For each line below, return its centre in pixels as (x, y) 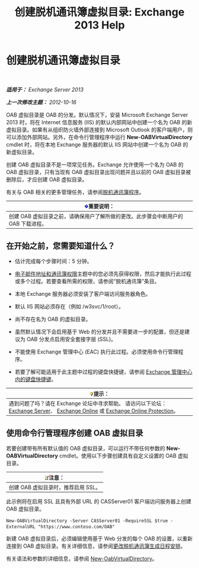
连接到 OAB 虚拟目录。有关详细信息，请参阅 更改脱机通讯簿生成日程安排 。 (96, 546)
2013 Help (99, 25)
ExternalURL (21, 527)
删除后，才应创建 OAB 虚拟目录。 (47, 179)
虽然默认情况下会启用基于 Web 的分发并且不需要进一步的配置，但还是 (99, 332)
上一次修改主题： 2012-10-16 (41, 102)
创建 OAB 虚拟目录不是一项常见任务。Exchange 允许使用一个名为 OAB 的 (95, 165)
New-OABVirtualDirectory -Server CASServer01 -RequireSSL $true (87, 521)
